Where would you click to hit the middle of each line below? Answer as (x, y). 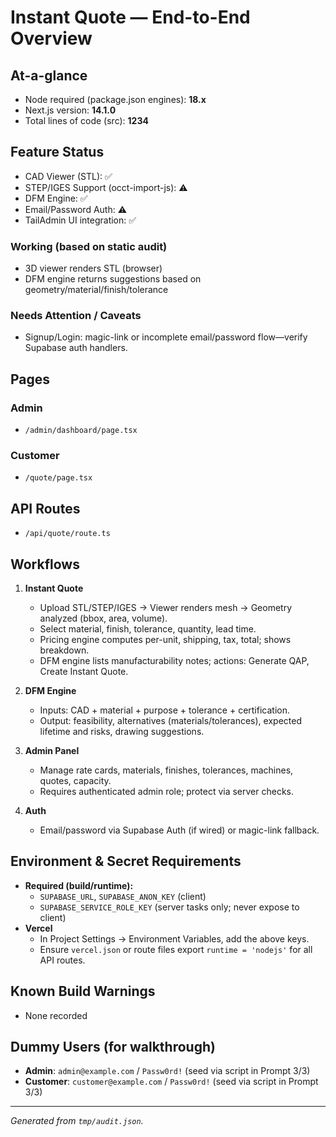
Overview (51, 38)
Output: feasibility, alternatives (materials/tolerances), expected (170, 721)
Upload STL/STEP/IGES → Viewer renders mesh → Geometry (166, 608)
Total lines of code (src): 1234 (86, 120)
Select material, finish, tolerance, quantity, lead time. (148, 629)
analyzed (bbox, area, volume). (103, 618)
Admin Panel (52, 751)
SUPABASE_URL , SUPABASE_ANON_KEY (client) (123, 896)
